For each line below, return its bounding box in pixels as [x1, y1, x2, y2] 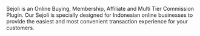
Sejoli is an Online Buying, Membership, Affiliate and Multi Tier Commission [6, 5, 195, 12]
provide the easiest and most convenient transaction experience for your [6, 18, 188, 25]
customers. [6, 24, 35, 31]
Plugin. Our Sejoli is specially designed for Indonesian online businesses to [6, 11, 193, 19]
